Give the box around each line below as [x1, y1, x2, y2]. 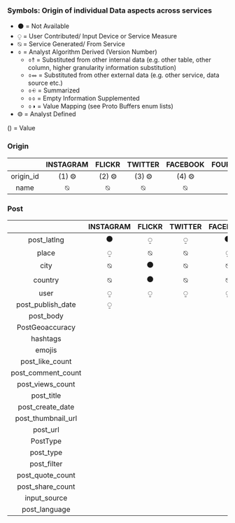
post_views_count [17, 379, 76, 389]
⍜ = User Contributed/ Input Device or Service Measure [17, 32, 177, 41]
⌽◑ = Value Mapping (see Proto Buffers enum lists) [27, 102, 173, 111]
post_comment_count [10, 368, 82, 377]
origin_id [10, 171, 40, 181]
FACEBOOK [166, 160, 205, 169]
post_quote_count [16, 470, 76, 480]
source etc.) [27, 79, 63, 88]
